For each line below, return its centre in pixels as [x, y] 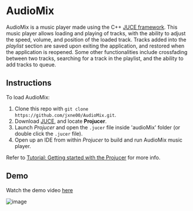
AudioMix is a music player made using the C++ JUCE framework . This [92, 27]
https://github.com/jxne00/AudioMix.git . [65, 115]
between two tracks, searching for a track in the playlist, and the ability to [95, 58]
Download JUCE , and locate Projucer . [60, 121]
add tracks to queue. [31, 64]
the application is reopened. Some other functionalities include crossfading [97, 52]
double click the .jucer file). [49, 133]
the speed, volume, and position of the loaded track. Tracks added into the [96, 39]
